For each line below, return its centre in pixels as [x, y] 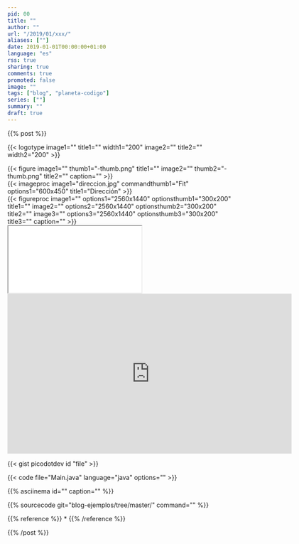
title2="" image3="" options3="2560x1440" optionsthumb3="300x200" [113, 213]
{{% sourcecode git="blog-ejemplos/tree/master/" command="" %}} [108, 505]
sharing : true [28, 67]
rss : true [22, 60]
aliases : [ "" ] [28, 41]
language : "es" [30, 54]
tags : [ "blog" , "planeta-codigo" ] [59, 93]
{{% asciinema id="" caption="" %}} [61, 491]
